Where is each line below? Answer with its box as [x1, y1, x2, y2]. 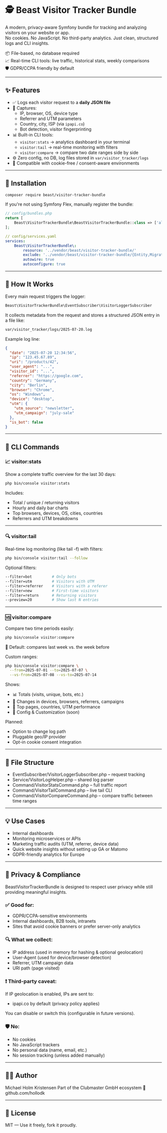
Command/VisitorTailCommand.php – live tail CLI [12, 787, 113, 793]
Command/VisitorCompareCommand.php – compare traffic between [12, 792, 153, 798]
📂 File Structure [5, 758, 54, 767]
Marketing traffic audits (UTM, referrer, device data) [12, 841, 119, 847]
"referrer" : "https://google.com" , [9, 373, 83, 378]
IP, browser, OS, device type [19, 110, 78, 116]
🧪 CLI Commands [5, 442, 60, 451]
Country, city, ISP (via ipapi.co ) [19, 121, 85, 127]
